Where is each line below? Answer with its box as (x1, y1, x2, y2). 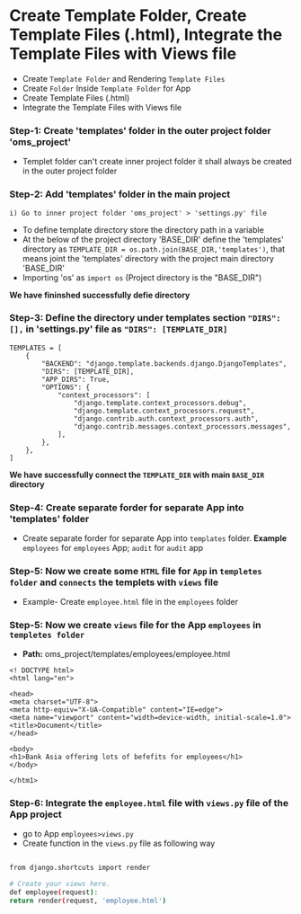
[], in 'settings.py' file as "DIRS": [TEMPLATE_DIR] (9, 323, 228, 335)
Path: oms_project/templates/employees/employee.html (22, 648, 231, 659)
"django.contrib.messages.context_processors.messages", (73, 422, 292, 431)
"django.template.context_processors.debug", (73, 398, 247, 407)
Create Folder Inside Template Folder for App (22, 83, 191, 93)
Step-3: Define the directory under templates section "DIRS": (9, 312, 281, 324)
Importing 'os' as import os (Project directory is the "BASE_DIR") (22, 271, 262, 283)
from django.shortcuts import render (9, 864, 151, 873)
